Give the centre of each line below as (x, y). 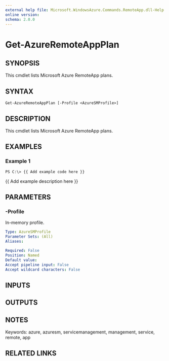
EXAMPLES (24, 147)
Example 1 (18, 161)
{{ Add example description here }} (42, 181)
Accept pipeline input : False (37, 265)
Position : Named (22, 255)
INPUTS (18, 285)
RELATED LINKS (31, 353)
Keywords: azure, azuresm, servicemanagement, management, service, (80, 332)
